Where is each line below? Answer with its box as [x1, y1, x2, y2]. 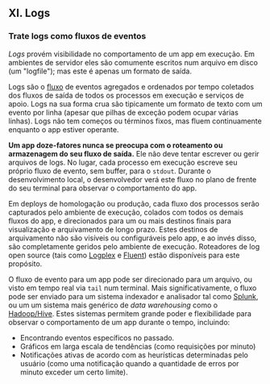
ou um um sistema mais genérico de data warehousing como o [8, 300, 218, 310]
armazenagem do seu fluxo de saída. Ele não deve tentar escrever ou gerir [8, 148, 260, 158]
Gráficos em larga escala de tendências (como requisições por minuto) [19, 341, 256, 351]
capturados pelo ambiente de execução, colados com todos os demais [8, 207, 244, 217]
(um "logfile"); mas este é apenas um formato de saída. [8, 66, 192, 76]
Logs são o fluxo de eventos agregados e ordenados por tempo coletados [8, 81, 255, 91]
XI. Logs [8, 6, 51, 20]
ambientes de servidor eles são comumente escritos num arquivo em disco [8, 57, 258, 67]
